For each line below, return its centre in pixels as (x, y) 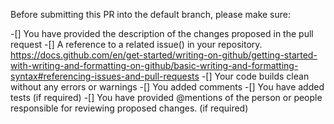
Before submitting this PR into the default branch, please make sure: (151, 14)
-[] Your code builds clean (255, 76)
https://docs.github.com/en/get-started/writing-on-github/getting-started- (164, 55)
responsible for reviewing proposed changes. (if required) (129, 108)
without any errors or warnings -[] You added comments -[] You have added (167, 87)
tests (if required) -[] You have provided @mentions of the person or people (166, 97)
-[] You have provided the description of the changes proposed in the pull (162, 33)
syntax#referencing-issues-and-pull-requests (105, 76)
